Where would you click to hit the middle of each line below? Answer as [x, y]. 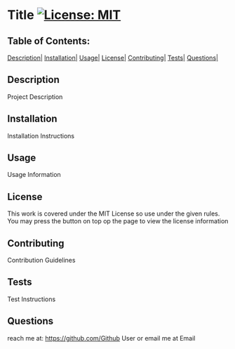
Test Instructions [32, 299]
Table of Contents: [49, 41]
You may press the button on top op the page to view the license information [118, 221]
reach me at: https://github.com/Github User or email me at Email [101, 338]
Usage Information [34, 175]
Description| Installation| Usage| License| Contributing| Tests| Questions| [113, 58]
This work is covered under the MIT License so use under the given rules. [114, 213]
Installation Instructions [41, 136]
